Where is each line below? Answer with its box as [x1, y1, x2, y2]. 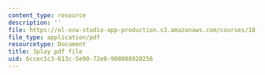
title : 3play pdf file [8, 48, 83, 55]
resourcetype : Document [8, 41, 87, 48]
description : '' [8, 19, 62, 27]
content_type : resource [8, 11, 87, 20]
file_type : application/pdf [8, 33, 101, 41]
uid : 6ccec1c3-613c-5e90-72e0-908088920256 [8, 55, 154, 63]
